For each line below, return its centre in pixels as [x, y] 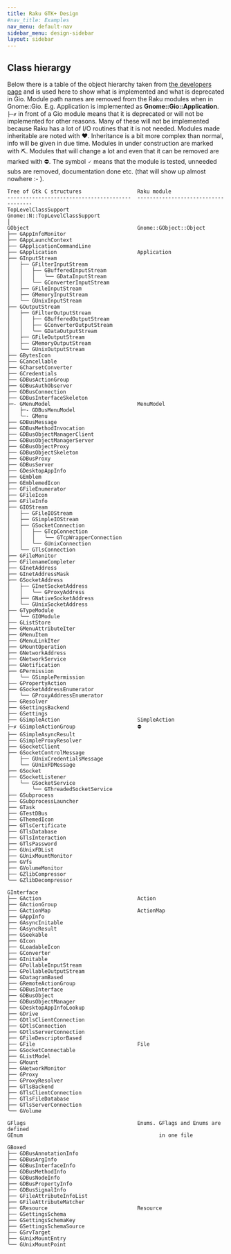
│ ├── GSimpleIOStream [43, 519]
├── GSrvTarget [29, 1232]
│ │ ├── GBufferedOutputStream [58, 319]
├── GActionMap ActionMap [86, 910]
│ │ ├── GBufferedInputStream [57, 270]
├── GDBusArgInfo [32, 1160]
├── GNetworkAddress [37, 653]
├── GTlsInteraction [37, 838]
